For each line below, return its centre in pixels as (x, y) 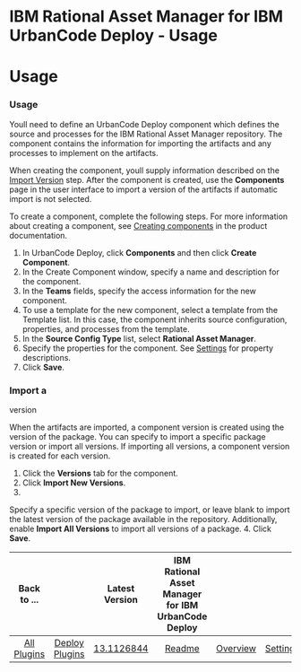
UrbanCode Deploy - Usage (113, 35)
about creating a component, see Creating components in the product (138, 225)
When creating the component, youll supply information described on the (145, 170)
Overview (236, 648)
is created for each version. (60, 456)
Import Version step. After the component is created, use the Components (147, 179)
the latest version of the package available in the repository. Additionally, (143, 519)
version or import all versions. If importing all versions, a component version (150, 446)
